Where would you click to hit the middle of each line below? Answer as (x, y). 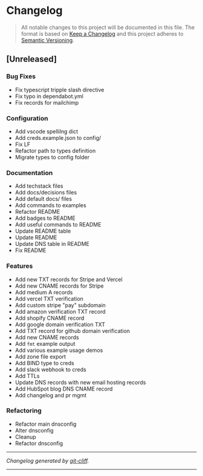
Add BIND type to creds (44, 363)
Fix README (31, 250)
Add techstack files (39, 186)
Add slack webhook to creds (50, 369)
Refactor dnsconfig (39, 443)
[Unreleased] (32, 59)
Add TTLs (27, 375)
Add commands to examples (50, 205)
